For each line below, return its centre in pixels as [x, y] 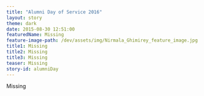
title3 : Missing [27, 57]
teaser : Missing [27, 63]
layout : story [24, 18]
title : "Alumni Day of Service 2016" [54, 12]
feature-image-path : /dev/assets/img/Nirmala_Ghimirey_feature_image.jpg [102, 40]
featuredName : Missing [35, 35]
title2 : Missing [27, 52]
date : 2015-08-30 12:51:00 [41, 29]
